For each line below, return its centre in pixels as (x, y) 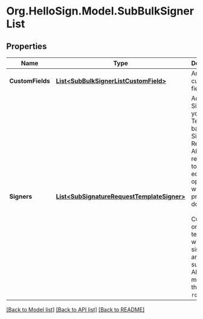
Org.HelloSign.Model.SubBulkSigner (100, 11)
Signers (21, 196)
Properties (27, 46)
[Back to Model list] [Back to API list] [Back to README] (76, 310)
